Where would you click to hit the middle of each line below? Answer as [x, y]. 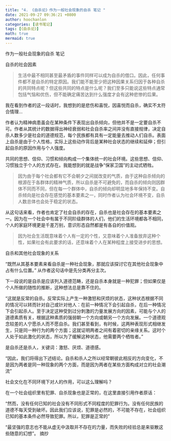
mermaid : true [20, 39]
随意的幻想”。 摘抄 [29, 433]
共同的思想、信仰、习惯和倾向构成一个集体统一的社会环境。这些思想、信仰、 [85, 159]
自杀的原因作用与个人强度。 [38, 148]
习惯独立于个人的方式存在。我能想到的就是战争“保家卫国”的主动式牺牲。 [81, 165]
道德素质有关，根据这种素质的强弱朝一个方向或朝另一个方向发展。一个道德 [83, 317]
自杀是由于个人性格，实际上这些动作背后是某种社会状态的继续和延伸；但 [85, 141]
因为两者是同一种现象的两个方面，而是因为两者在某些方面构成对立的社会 [85, 365]
